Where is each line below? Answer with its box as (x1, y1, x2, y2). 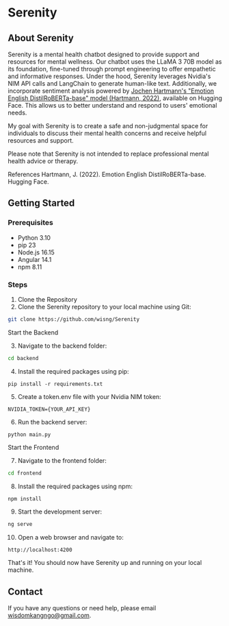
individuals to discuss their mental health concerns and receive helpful (8, 129, 207, 137)
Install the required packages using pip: (17, 367, 129, 375)
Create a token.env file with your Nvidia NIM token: (17, 392, 161, 400)
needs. (8, 108, 27, 117)
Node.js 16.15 (17, 248, 55, 256)
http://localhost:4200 (8, 546, 72, 553)
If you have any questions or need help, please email (8, 604, 157, 612)
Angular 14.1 (17, 255, 52, 263)
